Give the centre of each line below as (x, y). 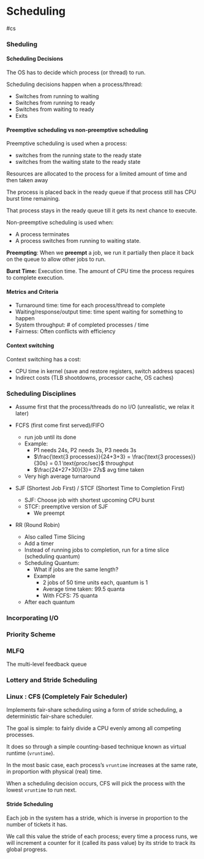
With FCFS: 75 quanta (70, 595)
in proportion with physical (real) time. (55, 772)
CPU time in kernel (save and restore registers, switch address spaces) (105, 371)
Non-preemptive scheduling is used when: (60, 223)
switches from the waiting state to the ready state (78, 162)
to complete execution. (35, 278)
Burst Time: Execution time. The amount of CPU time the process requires (100, 271)
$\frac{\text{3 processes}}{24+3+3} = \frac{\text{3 (98, 456)
